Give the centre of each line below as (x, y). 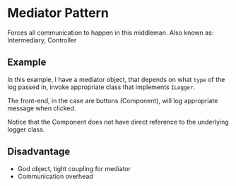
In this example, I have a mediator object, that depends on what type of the (116, 79)
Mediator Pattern (58, 13)
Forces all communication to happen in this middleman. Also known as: (111, 33)
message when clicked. (42, 108)
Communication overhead (55, 176)
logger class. (26, 129)
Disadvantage (39, 152)
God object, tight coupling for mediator (74, 168)
